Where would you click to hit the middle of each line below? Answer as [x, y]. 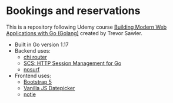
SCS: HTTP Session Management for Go [72, 63]
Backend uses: [33, 50]
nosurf [31, 69]
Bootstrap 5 [37, 82]
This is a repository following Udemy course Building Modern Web [86, 27]
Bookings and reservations [73, 11]
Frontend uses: [33, 75]
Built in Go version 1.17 [41, 44]
